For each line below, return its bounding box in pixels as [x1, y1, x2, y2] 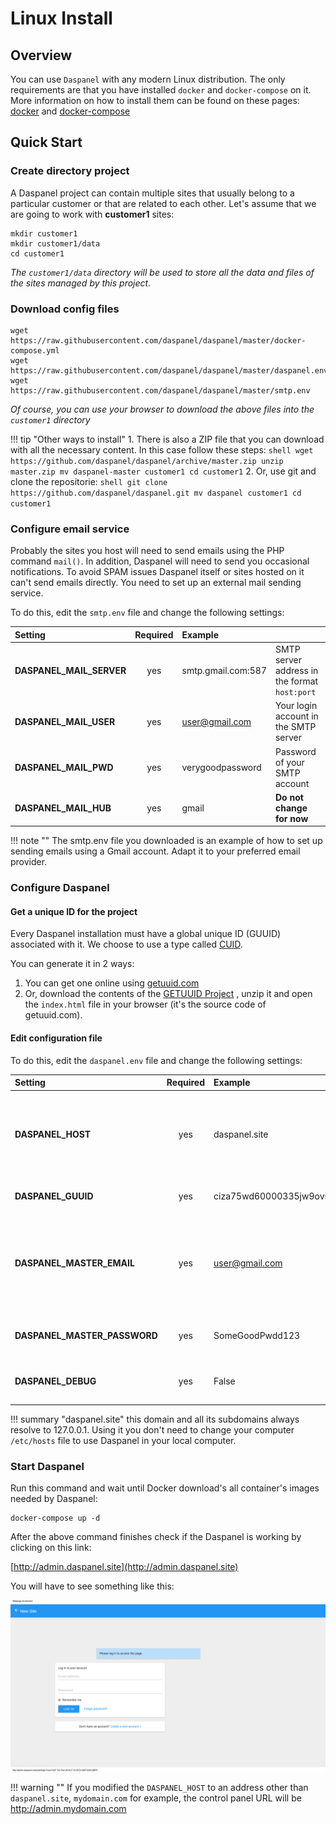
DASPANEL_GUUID [14, 1190, 94, 1202]
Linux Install [10, 7, 113, 30]
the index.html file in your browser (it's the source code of [24, 998, 267, 1011]
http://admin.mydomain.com [10, 1802, 127, 1814]
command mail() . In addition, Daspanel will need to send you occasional [10, 555, 310, 567]
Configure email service [10, 522, 130, 536]
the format [274, 675, 319, 687]
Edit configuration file [10, 1032, 103, 1044]
